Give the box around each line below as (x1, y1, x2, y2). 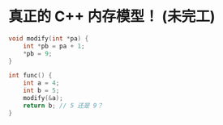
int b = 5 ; (23, 86, 60, 95)
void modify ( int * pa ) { (8, 34, 89, 43)
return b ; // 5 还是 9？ (23, 102, 104, 110)
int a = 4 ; (23, 79, 60, 87)
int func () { (8, 72, 53, 80)
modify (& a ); (23, 94, 63, 102)
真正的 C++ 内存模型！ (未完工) (8, 7, 216, 26)
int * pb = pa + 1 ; (23, 42, 85, 50)
